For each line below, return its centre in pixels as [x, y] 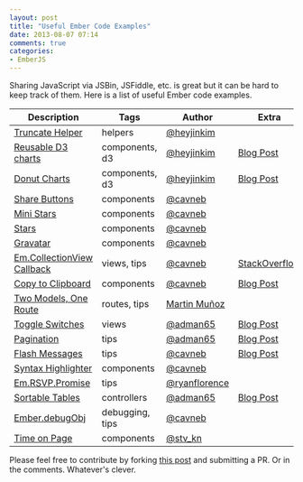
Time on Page [43, 438]
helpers [118, 132]
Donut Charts [42, 179]
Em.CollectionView [53, 258]
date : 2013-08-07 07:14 [54, 34]
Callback [32, 269]
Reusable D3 [41, 147]
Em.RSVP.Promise [52, 383]
